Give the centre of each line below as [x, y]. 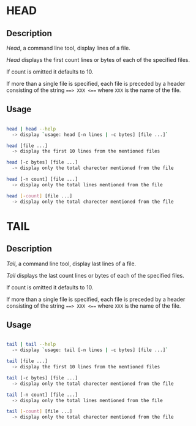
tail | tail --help [31, 344]
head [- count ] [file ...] [39, 196]
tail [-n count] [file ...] [42, 395]
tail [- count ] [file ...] [39, 411]
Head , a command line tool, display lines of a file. [68, 48]
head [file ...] [27, 146]
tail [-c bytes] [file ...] [42, 378]
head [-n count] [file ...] [42, 179]
